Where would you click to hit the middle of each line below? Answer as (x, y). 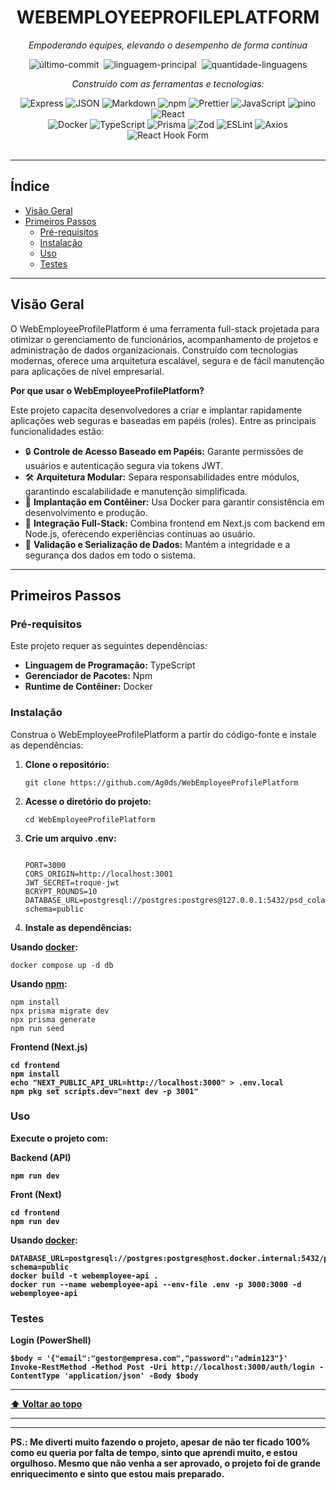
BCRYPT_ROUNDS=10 (61, 891)
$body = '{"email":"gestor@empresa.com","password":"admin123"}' (149, 1359)
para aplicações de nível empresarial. (87, 371)
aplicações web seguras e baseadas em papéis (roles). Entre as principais (163, 420)
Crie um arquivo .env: (70, 838)
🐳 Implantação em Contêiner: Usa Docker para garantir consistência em (174, 502)
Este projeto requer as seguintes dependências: (109, 646)
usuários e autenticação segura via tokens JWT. (124, 465)
